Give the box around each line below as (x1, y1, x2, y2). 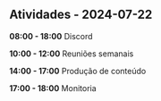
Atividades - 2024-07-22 (9, 7, 153, 22)
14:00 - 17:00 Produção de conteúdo (9, 65, 147, 76)
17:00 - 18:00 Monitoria (9, 82, 97, 93)
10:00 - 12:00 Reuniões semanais (9, 48, 134, 59)
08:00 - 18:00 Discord (9, 30, 93, 41)
